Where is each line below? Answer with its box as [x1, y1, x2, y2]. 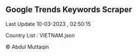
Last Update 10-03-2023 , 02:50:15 [5, 20, 91, 27]
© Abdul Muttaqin [5, 43, 50, 50]
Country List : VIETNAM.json [5, 32, 75, 39]
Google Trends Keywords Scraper [5, 5, 132, 15]
